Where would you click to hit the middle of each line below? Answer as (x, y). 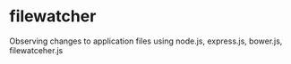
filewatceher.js (36, 50)
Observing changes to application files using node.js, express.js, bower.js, (146, 41)
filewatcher (53, 16)
